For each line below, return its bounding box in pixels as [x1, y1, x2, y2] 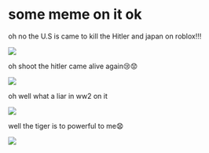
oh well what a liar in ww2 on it [8, 91, 108, 100]
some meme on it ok [8, 5, 142, 24]
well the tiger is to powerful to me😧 [8, 121, 124, 130]
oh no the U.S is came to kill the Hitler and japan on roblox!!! [8, 31, 202, 41]
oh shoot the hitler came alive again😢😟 [8, 61, 138, 71]
